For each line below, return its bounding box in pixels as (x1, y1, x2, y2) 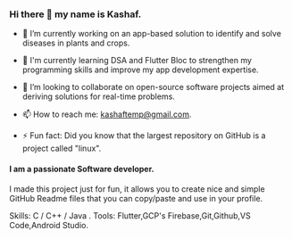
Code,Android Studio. (9, 219, 89, 230)
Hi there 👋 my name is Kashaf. (9, 8, 142, 21)
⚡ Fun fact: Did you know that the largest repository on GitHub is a (21, 130, 266, 141)
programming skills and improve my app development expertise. (21, 64, 259, 75)
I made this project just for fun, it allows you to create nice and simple (9, 183, 265, 194)
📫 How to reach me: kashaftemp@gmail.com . (21, 109, 192, 119)
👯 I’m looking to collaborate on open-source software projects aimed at (21, 82, 285, 93)
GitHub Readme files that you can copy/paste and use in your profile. (9, 193, 263, 203)
